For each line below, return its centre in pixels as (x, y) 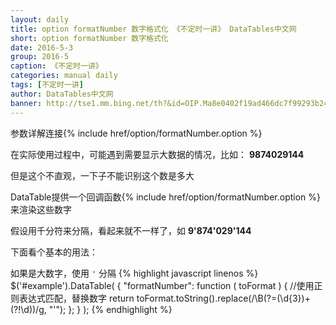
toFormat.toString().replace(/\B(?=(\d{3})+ (223, 298)
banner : (26, 103)
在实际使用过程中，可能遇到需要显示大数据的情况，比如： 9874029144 (157, 154)
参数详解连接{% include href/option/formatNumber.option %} (136, 133)
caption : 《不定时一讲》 (56, 66)
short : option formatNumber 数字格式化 (89, 38)
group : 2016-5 (40, 57)
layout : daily (40, 19)
